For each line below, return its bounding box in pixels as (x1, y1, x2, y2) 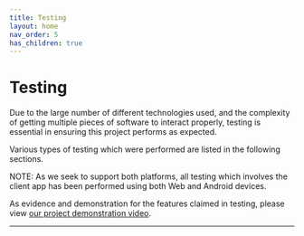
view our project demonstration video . (9, 208, 152, 219)
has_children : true (9, 38, 83, 48)
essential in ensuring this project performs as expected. (9, 127, 217, 137)
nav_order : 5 (9, 30, 59, 39)
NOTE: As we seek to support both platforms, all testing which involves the (9, 171, 288, 182)
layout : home (9, 22, 59, 31)
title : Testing (9, 13, 67, 23)
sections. (9, 154, 43, 165)
